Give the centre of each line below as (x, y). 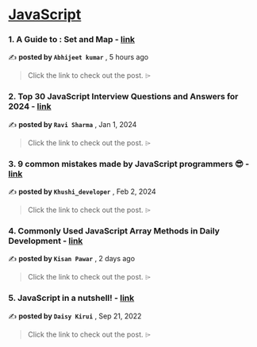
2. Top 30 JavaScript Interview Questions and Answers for (123, 97)
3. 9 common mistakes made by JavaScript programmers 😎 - (129, 164)
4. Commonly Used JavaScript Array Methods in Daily (114, 231)
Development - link (46, 241)
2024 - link (30, 106)
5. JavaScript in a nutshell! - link (71, 298)
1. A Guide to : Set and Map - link (72, 40)
